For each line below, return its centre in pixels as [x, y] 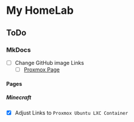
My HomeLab [40, 11]
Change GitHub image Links [49, 63]
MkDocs [19, 50]
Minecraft [19, 97]
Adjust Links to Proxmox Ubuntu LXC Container [71, 112]
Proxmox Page [42, 69]
